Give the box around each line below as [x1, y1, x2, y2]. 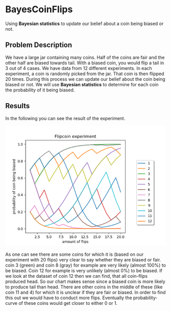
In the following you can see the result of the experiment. [5, 115, 126, 121]
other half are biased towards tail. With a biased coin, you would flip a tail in [5, 60, 164, 66]
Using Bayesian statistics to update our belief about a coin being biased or [5, 20, 164, 27]
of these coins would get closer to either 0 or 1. [18, 300, 118, 306]
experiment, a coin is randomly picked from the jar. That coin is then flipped [5, 70, 164, 77]
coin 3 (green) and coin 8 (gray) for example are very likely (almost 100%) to [5, 262, 166, 268]
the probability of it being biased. [5, 87, 75, 93]
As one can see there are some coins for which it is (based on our [5, 251, 144, 257]
